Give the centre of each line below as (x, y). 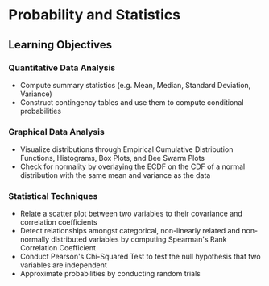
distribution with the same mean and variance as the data (115, 175)
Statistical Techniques (53, 196)
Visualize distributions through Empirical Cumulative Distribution (126, 149)
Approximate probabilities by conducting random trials (110, 274)
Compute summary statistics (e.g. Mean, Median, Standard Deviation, (135, 85)
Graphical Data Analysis (56, 132)
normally (35, 239)
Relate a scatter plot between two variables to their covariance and (131, 214)
